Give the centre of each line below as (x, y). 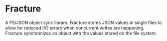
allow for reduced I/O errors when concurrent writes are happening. (75, 27)
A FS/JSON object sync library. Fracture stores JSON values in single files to (83, 22)
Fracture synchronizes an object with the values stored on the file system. (81, 33)
